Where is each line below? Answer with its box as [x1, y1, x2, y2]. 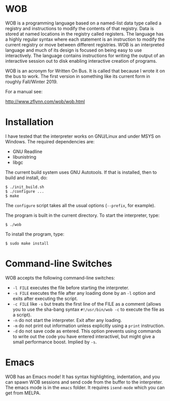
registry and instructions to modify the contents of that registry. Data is [5, 25, 154, 31]
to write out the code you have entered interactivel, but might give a [12, 333, 155, 339]
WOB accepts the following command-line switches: [5, 274, 116, 281]
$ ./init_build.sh [5, 184, 44, 189]
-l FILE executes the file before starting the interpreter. [12, 284, 130, 291]
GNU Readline [12, 148, 42, 155]
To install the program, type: [5, 231, 65, 237]
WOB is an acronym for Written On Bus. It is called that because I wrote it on [5, 67, 165, 74]
